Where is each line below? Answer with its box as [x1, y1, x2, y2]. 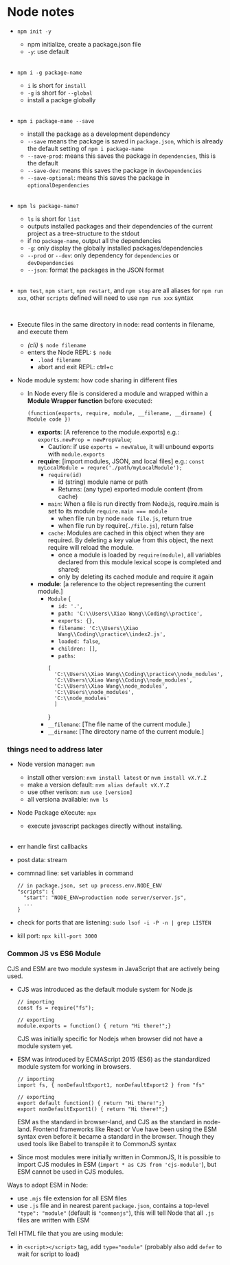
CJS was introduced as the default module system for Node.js [16, 985, 194, 993]
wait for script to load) [16, 1250, 80, 1258]
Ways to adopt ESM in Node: [7, 1181, 88, 1189]
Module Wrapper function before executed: [27, 396, 153, 405]
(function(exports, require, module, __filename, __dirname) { [27, 410, 213, 417]
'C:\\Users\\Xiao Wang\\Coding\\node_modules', [54, 677, 193, 684]
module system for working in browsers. [16, 1062, 132, 1071]
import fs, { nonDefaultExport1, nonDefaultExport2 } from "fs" [16, 1082, 205, 1089]
